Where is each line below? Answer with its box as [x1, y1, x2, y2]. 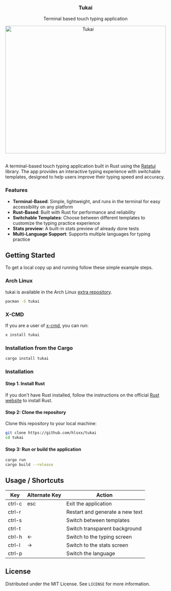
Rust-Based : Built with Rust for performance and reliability [12, 209, 136, 215]
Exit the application [66, 500, 112, 507]
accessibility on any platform [12, 204, 73, 210]
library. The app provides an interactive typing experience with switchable [5, 168, 161, 175]
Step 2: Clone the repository [5, 409, 66, 415]
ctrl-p [8, 550, 22, 557]
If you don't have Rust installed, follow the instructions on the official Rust [5, 392, 159, 398]
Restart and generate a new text [66, 508, 143, 515]
